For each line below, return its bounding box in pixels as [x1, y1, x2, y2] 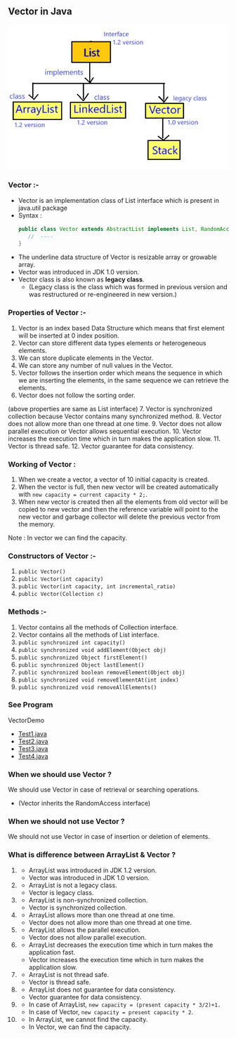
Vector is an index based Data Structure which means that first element [18, 324, 225, 332]
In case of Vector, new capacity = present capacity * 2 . [28, 1007, 194, 1016]
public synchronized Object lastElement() [18, 661, 145, 669]
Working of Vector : [8, 459, 77, 469]
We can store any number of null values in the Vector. [18, 361, 173, 369]
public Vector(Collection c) [18, 591, 104, 598]
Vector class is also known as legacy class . [18, 275, 145, 284]
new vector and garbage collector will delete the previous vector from [18, 512, 221, 521]
